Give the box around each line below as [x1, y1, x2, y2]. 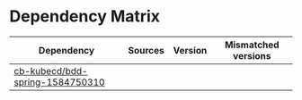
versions [233, 49, 271, 62]
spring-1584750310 [13, 76, 105, 88]
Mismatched [224, 38, 280, 51]
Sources [128, 44, 164, 56]
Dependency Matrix [9, 6, 160, 27]
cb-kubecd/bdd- [13, 64, 88, 77]
